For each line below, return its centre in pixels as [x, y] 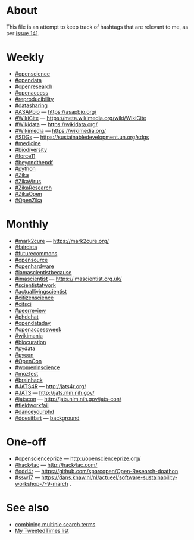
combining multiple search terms [55, 524]
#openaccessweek [38, 329]
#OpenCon [28, 361]
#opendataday [33, 323]
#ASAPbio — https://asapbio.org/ [56, 111]
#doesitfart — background [47, 418]
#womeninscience [37, 367]
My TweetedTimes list [42, 530]
